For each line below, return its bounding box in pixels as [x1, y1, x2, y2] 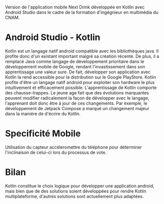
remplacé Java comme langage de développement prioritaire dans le [5, 58, 144, 64]
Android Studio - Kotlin [5, 32, 101, 43]
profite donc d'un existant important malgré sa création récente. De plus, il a [5, 53, 160, 59]
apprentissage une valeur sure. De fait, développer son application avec [5, 69, 151, 75]
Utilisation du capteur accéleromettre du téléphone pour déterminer [5, 144, 142, 150]
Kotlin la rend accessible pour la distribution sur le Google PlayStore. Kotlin [5, 74, 156, 80]
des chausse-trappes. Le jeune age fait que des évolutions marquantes [5, 89, 149, 95]
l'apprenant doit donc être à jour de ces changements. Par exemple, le [5, 100, 147, 106]
